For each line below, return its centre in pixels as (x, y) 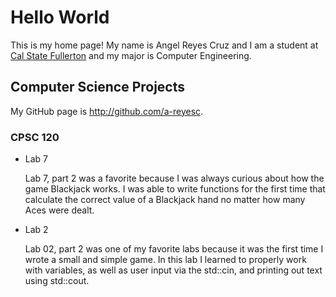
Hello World (60, 17)
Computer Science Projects (98, 87)
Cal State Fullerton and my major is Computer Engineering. (131, 55)
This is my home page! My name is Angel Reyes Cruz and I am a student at (164, 45)
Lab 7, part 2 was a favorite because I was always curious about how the (174, 178)
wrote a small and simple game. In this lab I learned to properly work (165, 260)
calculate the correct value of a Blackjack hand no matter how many (165, 200)
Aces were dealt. (59, 210)
